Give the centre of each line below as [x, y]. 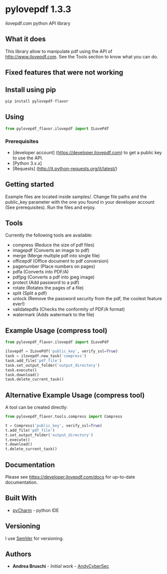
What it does [26, 39]
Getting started [30, 184]
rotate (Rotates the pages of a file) [48, 288]
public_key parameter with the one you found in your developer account [80, 202]
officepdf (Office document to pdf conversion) [61, 261]
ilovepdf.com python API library [38, 23]
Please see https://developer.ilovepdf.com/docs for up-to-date [70, 477]
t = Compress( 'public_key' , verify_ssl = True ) [54, 425]
